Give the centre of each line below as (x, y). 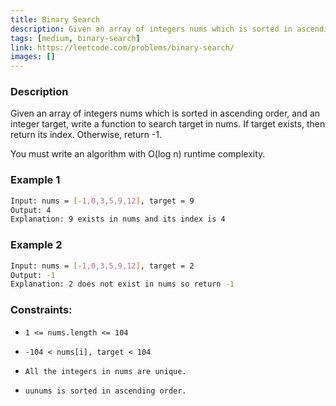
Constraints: (41, 310)
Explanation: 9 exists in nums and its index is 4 (118, 219)
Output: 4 (31, 210)
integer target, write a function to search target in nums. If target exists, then (168, 124)
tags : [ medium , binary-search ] (75, 38)
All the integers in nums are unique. (105, 371)
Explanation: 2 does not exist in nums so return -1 (122, 284)
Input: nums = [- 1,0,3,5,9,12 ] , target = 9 (102, 201)
